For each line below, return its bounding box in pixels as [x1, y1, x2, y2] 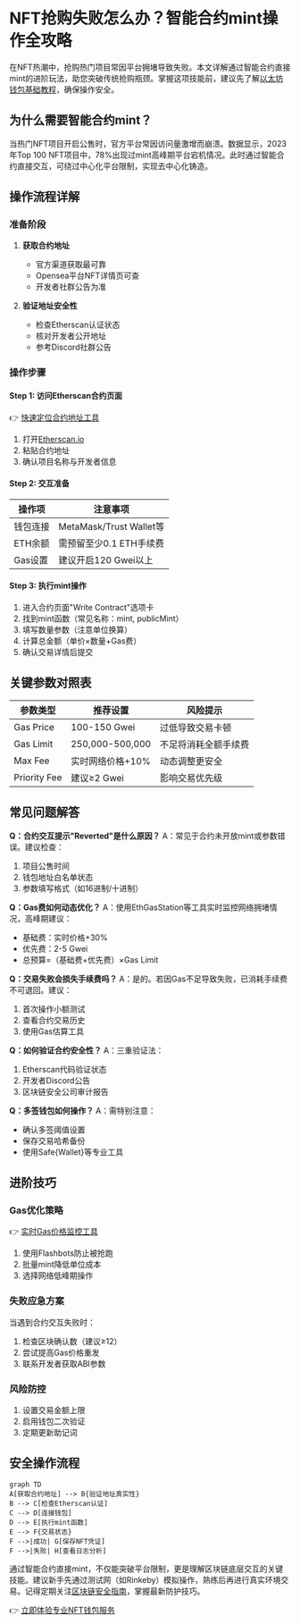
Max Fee [13, 754, 50, 767]
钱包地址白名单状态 [21, 871, 94, 882]
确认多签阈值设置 [21, 1123, 86, 1135]
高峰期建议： [24, 913, 72, 923]
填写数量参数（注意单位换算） [21, 624, 132, 635]
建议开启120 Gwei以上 [58, 553, 154, 566]
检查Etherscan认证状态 [35, 319, 121, 331]
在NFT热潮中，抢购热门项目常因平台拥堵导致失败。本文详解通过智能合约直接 [9, 62, 291, 72]
